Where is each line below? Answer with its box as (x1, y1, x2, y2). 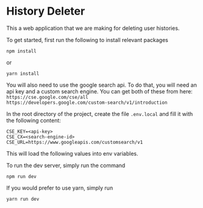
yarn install (6, 70, 40, 77)
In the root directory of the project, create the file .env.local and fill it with (6, 110, 193, 117)
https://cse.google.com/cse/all (6, 94, 88, 100)
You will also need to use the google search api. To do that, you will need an (6, 81, 197, 88)
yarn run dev (6, 196, 40, 202)
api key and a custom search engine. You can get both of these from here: (6, 87, 193, 95)
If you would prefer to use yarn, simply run (6, 184, 113, 192)
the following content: (6, 117, 61, 124)
